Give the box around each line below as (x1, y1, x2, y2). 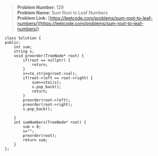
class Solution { (5, 35, 41, 41)
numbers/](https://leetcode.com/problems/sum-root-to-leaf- (17, 20, 144, 26)
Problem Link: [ (17, 15, 50, 21)
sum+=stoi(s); (31, 80, 62, 85)
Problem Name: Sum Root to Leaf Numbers (17, 10, 108, 16)
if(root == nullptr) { (23, 58, 71, 63)
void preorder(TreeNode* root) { (14, 53, 84, 58)
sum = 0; (23, 124, 41, 129)
